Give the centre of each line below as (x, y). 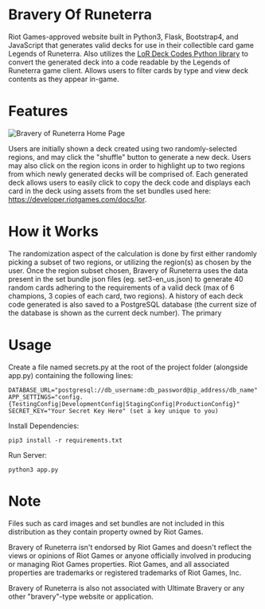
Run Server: (28, 455)
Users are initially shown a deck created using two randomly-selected (123, 148)
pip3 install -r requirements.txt (66, 440)
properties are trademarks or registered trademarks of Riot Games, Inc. (125, 572)
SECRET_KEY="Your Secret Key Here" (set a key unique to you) (113, 411)
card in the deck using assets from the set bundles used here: (110, 191)
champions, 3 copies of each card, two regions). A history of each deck (126, 295)
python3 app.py (33, 470)
